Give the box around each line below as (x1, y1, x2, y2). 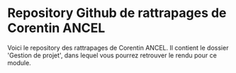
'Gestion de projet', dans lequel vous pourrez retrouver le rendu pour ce (7, 51, 218, 60)
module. (7, 58, 32, 67)
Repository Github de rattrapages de (7, 5, 227, 21)
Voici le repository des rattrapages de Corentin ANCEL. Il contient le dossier (7, 43, 229, 52)
